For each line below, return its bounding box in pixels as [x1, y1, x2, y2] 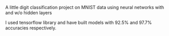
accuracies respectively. [5, 25, 57, 31]
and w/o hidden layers [5, 10, 52, 16]
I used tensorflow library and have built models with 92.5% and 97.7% [5, 20, 152, 25]
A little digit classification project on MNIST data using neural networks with [5, 5, 164, 10]
